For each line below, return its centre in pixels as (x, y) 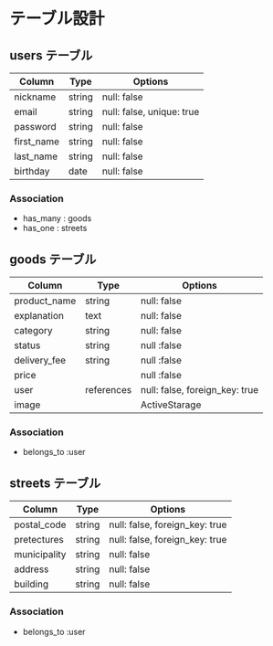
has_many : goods (57, 218)
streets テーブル (55, 483)
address (31, 569)
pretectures (39, 540)
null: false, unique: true (151, 112)
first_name (37, 141)
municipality (40, 555)
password (35, 127)
